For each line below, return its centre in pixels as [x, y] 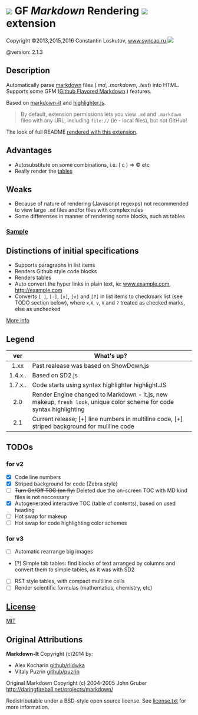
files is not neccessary [42, 497]
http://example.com [39, 290]
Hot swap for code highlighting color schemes [71, 523]
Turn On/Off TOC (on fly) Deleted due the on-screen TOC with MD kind [101, 490]
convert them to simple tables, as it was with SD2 [75, 570]
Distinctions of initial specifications [73, 250]
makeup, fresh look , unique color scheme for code [103, 402]
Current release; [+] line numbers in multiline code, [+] [108, 419]
